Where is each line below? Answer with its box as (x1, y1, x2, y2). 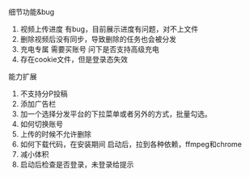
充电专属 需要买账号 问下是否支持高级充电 (19, 44, 159, 54)
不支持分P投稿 (19, 89, 68, 99)
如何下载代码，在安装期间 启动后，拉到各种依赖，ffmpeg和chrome (19, 140, 243, 149)
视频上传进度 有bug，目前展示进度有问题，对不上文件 (19, 24, 199, 34)
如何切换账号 (19, 120, 63, 129)
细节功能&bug (8, 7, 55, 16)
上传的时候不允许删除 (19, 129, 91, 139)
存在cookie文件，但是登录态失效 (19, 55, 128, 64)
